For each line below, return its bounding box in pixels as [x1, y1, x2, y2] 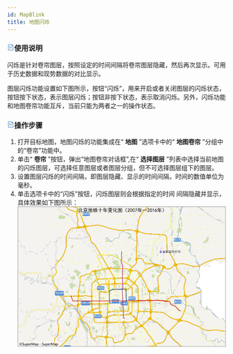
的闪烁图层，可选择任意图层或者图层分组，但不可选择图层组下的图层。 [17, 164, 218, 172]
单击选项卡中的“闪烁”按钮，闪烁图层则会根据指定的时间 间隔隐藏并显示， [17, 189, 225, 198]
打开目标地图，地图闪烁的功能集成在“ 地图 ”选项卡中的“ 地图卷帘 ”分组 [17, 137, 218, 146]
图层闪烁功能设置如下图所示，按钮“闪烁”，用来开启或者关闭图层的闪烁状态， [7, 84, 225, 92]
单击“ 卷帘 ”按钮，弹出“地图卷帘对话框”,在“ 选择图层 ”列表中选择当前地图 [17, 155, 224, 163]
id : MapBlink [7, 11, 45, 18]
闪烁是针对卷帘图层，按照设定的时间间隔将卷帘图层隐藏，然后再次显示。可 [7, 60, 220, 69]
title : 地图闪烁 [7, 18, 50, 26]
